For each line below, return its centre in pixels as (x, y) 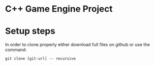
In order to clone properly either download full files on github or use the (77, 45)
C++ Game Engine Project (59, 9)
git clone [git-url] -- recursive (41, 59)
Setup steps (30, 31)
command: (16, 50)
